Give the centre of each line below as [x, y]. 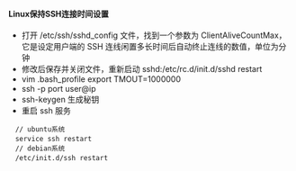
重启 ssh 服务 [46, 111]
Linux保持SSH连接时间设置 [59, 13]
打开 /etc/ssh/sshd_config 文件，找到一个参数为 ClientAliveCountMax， [154, 35]
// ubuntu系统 [40, 130]
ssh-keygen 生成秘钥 [60, 100]
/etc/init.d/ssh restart [62, 158]
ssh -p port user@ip [58, 89]
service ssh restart [53, 139]
